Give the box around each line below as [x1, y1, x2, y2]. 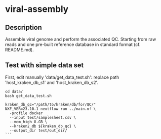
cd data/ [5, 89, 23, 94]
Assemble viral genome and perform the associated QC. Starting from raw [5, 36, 157, 42]
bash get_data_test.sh [5, 93, 52, 98]
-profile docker [9, 110, 43, 116]
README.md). [5, 47, 34, 52]
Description [5, 23, 42, 32]
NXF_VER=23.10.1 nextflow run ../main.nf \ [5, 106, 96, 111]
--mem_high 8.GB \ [9, 119, 48, 124]
